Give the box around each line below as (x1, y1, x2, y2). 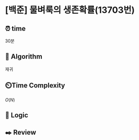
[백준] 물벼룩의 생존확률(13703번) (5, 4, 135, 16)
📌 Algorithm (5, 53, 43, 61)
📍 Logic (5, 111, 28, 119)
